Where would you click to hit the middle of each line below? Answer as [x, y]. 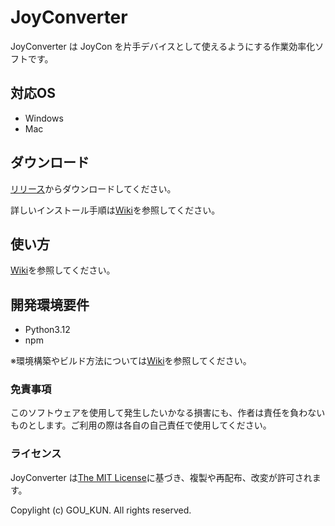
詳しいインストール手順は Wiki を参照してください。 [115, 210]
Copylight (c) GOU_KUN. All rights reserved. [101, 510]
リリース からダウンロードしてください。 [93, 188]
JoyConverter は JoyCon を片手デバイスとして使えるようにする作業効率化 [163, 46]
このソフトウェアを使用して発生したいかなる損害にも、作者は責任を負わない [168, 413]
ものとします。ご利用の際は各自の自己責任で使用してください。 [141, 425]
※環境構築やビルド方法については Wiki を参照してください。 [131, 361]
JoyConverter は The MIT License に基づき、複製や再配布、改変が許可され [161, 477]
